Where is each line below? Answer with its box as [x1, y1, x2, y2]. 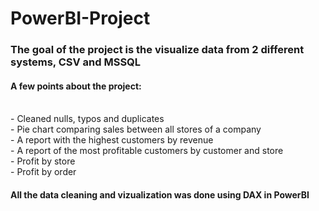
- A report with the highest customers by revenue [10, 134, 214, 146]
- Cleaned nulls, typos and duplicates [10, 113, 165, 125]
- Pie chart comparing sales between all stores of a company [10, 123, 262, 136]
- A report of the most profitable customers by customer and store [10, 145, 284, 157]
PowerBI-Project [10, 7, 151, 30]
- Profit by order [10, 166, 77, 178]
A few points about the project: [10, 80, 142, 92]
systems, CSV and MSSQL [10, 55, 142, 69]
